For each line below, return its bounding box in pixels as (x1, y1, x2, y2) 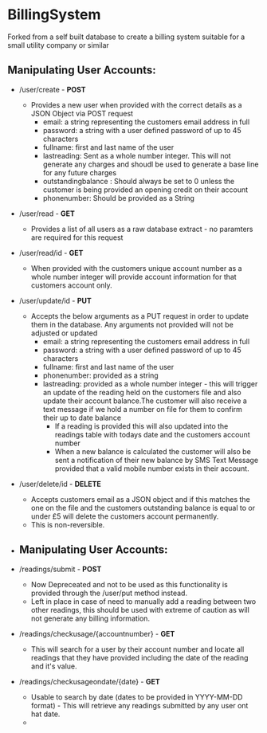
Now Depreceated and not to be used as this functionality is (30, 579, 228, 589)
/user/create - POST (18, 84, 86, 94)
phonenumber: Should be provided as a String (42, 193, 194, 202)
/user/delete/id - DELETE (18, 479, 101, 488)
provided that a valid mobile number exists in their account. (54, 464, 249, 473)
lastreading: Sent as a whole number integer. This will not (42, 151, 232, 160)
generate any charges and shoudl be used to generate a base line (42, 159, 259, 169)
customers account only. (30, 280, 112, 290)
